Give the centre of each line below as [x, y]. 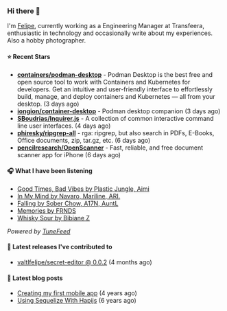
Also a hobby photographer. [47, 41]
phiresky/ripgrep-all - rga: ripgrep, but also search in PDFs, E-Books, [116, 133]
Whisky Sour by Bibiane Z [53, 218]
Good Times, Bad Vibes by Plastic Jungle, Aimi [83, 189]
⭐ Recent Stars [29, 56]
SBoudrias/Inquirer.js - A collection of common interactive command [115, 118]
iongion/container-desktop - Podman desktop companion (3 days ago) [119, 111]
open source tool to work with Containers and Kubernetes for [104, 82]
